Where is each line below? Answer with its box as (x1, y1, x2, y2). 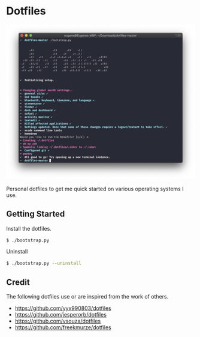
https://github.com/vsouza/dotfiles (14, 317, 101, 325)
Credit (6, 277, 30, 287)
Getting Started (6, 209, 65, 219)
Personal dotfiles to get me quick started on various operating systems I (6, 185, 184, 192)
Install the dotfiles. (6, 225, 52, 232)
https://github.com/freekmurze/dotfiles (14, 324, 112, 331)
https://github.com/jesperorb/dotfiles (14, 311, 107, 318)
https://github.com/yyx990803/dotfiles (14, 305, 112, 312)
